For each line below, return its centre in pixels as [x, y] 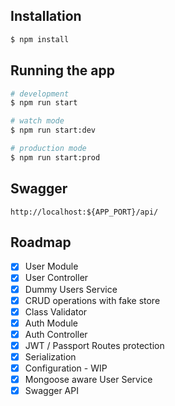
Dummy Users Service [71, 289]
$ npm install [40, 39]
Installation [46, 16]
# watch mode [37, 121]
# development [40, 94]
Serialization [50, 356]
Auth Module [51, 323]
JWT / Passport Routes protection [94, 345]
